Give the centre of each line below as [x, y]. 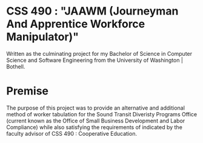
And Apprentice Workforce [76, 24]
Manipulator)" [42, 37]
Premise [28, 91]
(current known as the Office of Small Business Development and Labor [96, 121]
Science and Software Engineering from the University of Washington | [95, 60]
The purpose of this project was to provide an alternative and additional [95, 108]
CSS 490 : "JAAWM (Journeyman [92, 11]
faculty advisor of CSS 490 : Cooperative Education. [72, 133]
